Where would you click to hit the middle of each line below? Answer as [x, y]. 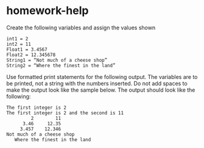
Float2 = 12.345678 [31, 55]
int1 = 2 [17, 39]
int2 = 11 [19, 44]
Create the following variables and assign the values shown [81, 28]
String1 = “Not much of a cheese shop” [57, 60]
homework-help [47, 11]
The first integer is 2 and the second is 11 [65, 113]
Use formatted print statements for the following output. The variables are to [102, 76]
